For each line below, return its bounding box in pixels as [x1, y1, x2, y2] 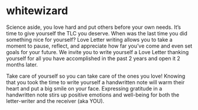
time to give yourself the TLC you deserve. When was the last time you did [6, 29, 188, 36]
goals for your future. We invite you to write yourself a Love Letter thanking [6, 48, 189, 55]
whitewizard [6, 4, 69, 18]
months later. [6, 61, 38, 68]
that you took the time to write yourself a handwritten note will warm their [6, 78, 185, 86]
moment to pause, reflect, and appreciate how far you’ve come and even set [6, 42, 193, 49]
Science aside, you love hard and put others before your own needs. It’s [6, 24, 181, 31]
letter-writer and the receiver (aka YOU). [6, 97, 105, 104]
